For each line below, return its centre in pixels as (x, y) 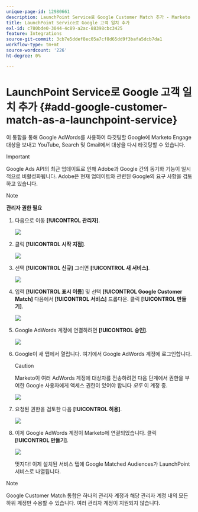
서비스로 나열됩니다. (38, 471)
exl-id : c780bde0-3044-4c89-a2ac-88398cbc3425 (64, 28)
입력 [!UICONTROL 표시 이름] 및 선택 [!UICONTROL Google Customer (98, 291)
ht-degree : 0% (24, 56)
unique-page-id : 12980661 (38, 12)
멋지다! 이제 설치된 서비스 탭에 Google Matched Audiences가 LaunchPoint (102, 464)
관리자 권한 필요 (24, 208)
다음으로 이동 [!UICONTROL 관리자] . (57, 220)
